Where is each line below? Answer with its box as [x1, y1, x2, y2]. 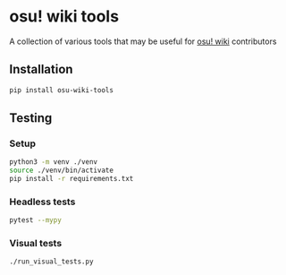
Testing [9, 110, 53, 126]
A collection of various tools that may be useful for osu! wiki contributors [9, 36, 277, 47]
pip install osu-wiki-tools [9, 85, 114, 95]
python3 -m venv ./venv [9, 158, 98, 167]
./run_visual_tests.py [9, 257, 94, 266]
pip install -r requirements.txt [9, 175, 134, 184]
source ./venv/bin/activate [9, 166, 114, 176]
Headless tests [9, 195, 76, 208]
